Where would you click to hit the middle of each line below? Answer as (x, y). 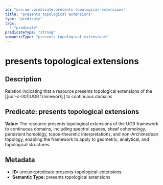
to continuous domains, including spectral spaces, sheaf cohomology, (76, 129)
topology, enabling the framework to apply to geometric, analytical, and (77, 139)
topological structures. (28, 144)
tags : (11, 23)
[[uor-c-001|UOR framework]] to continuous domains (59, 96)
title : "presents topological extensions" (49, 14)
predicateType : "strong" (30, 32)
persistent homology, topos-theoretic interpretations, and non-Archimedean (82, 134)
